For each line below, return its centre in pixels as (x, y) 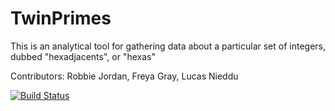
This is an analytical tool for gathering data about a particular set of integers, (168, 46)
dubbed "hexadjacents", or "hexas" (83, 56)
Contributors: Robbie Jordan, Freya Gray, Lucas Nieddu (124, 76)
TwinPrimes (61, 18)
